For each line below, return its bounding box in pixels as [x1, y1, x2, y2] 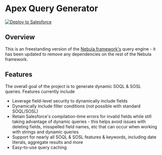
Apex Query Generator [5, 3, 98, 14]
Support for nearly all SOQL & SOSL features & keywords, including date [12, 134, 157, 140]
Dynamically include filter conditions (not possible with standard [12, 103, 141, 109]
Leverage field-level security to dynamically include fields [12, 98, 128, 103]
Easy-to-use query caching [12, 144, 67, 150]
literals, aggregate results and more [12, 139, 83, 145]
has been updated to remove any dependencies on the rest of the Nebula [5, 51, 152, 57]
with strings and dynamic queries [12, 129, 79, 135]
